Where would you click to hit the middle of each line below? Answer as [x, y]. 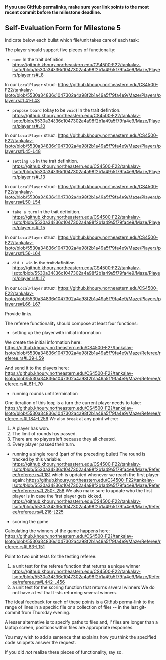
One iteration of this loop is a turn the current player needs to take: [73, 403]
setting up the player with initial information [56, 332]
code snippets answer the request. [41, 642]
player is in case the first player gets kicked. [57, 496]
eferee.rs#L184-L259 [27, 418]
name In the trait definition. [39, 59]
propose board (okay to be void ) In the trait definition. [66, 110]
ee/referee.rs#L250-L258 [38, 490]
